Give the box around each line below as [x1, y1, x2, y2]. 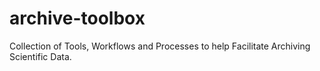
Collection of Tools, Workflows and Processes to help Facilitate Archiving [9, 40, 311, 52]
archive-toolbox [9, 7, 146, 30]
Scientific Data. [9, 50, 72, 62]
